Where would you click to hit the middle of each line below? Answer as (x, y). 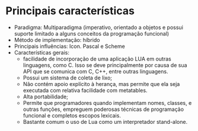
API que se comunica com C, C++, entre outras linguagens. (95, 71)
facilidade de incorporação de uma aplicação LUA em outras (97, 59)
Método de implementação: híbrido (57, 40)
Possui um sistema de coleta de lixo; (68, 78)
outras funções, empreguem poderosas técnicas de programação (103, 109)
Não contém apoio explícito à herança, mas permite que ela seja (101, 84)
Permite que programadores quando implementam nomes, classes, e (107, 103)
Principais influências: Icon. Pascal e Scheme (69, 46)
